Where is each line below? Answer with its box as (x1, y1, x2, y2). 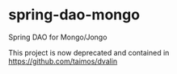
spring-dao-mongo (8, 6, 140, 24)
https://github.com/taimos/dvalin (8, 56, 118, 66)
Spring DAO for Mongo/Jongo (8, 32, 107, 42)
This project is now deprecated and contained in (8, 47, 170, 57)
